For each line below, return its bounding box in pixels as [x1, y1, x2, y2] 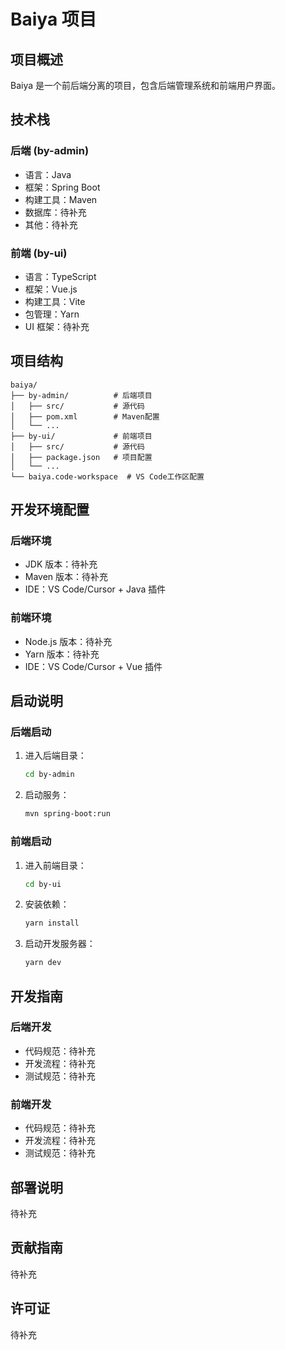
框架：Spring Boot [24, 181, 101, 193]
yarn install [24, 918, 80, 929]
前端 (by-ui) [10, 246, 68, 260]
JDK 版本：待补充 [24, 558, 98, 570]
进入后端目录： [24, 750, 87, 762]
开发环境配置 [10, 501, 90, 519]
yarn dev [24, 958, 62, 968]
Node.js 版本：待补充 [24, 635, 113, 647]
